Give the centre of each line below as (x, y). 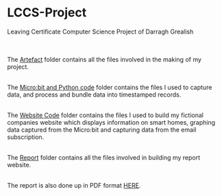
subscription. (26, 137)
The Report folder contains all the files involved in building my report (104, 157)
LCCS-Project (47, 13)
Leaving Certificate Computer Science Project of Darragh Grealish (100, 32)
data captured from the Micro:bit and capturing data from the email (102, 130)
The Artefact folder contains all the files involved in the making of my (104, 59)
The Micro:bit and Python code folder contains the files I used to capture (110, 87)
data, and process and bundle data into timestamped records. (94, 95)
